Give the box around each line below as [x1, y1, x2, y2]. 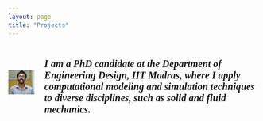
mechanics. [44, 103, 91, 115]
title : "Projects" [8, 21, 69, 29]
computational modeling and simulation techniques [44, 80, 256, 93]
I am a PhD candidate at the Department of [44, 58, 222, 70]
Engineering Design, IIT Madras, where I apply [44, 69, 241, 81]
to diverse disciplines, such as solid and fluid [44, 92, 226, 104]
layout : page [8, 13, 52, 21]
